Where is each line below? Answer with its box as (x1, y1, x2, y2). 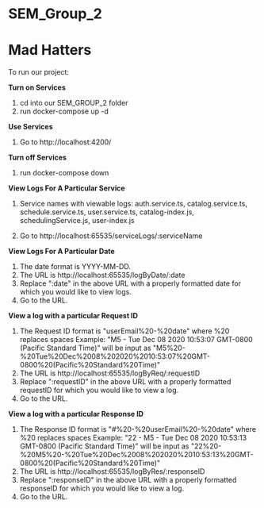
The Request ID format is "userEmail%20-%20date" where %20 (19, 326, 230, 336)
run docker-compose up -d (19, 106, 109, 116)
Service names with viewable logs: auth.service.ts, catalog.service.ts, (19, 199, 248, 209)
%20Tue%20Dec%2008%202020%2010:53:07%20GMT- (19, 352, 211, 361)
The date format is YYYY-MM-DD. (19, 262, 131, 271)
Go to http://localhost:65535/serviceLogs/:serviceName (19, 231, 203, 241)
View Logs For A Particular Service (8, 183, 125, 193)
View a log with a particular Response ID (8, 410, 144, 419)
